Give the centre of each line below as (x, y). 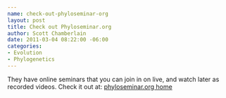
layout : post (26, 20)
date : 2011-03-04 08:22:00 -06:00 (58, 40)
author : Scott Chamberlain (47, 33)
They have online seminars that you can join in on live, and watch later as (113, 79)
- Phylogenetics (31, 59)
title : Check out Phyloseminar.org (59, 27)
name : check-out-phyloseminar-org (58, 14)
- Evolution (25, 53)
